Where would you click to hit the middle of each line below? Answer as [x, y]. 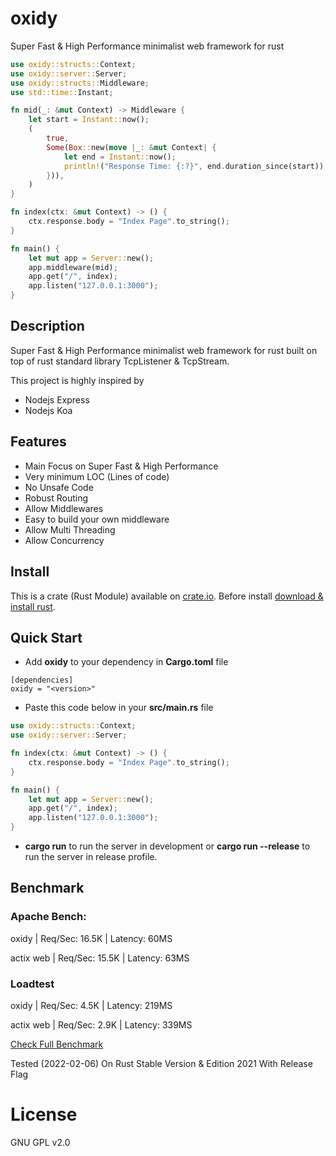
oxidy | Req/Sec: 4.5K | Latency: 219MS [91, 1006]
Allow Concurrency [64, 540]
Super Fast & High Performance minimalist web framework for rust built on [164, 350]
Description [47, 326]
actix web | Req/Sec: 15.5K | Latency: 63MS [100, 958]
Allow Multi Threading [70, 529]
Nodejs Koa [48, 410]
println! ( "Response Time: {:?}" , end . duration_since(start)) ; [196, 166]
